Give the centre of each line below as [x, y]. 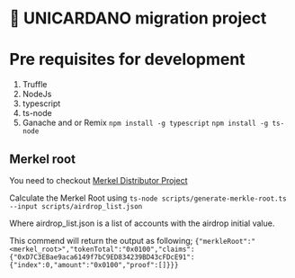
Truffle [35, 85]
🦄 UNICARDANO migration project [138, 18]
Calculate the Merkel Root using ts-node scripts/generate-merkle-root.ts [148, 198]
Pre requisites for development [127, 60]
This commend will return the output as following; [101, 240]
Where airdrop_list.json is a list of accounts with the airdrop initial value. [142, 223]
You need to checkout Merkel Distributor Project [98, 180]
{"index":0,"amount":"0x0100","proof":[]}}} [94, 265]
